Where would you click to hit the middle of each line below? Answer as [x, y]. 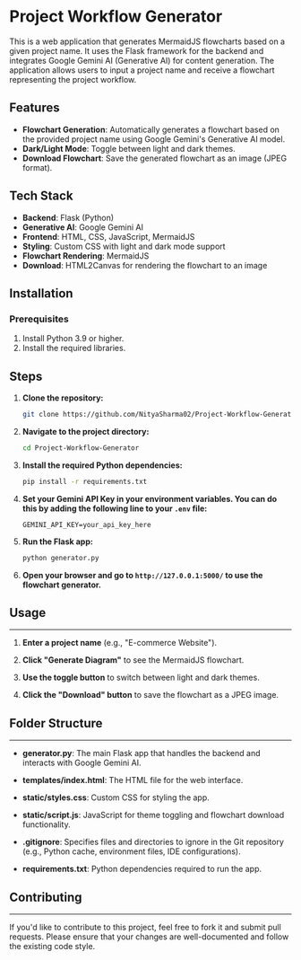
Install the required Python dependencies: [102, 465]
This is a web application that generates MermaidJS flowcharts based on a [147, 41]
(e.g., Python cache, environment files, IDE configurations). [131, 851]
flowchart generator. [61, 585]
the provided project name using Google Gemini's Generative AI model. [154, 139]
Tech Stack [41, 196]
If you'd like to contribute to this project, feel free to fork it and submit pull [146, 927]
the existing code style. [52, 946]
